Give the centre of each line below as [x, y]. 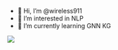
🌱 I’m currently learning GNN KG [64, 26]
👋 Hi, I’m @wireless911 [50, 11]
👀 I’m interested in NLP [51, 18]
